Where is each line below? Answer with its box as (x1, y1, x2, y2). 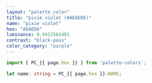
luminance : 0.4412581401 (6, 32, 70, 38)
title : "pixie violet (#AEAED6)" (6, 15, 92, 21)
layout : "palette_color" (6, 9, 70, 15)
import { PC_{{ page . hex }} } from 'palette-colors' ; (6, 59, 147, 66)
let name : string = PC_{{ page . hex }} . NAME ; (6, 71, 122, 77)
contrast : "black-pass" (6, 37, 67, 43)
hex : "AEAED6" (6, 26, 43, 32)
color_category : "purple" (6, 43, 72, 49)
